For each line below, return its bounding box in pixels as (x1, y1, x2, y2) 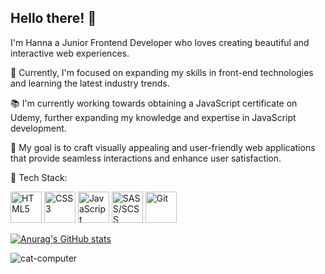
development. (10, 122, 67, 134)
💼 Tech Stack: (10, 171, 68, 183)
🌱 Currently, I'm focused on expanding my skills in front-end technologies (10, 66, 314, 78)
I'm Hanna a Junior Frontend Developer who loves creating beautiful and (10, 36, 310, 48)
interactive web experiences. (10, 47, 130, 59)
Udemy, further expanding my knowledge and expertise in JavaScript (10, 111, 297, 123)
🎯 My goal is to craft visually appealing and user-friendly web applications (10, 141, 316, 153)
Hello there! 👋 (10, 10, 97, 27)
